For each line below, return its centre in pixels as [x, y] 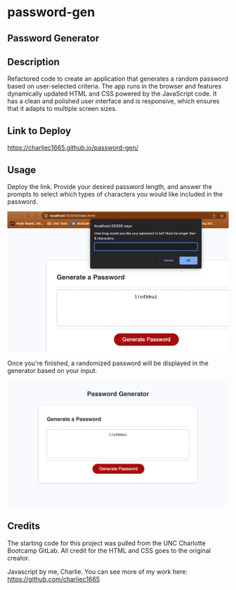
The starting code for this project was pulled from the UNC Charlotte [106, 543]
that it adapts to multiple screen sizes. [62, 109]
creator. [19, 558]
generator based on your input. [52, 371]
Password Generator [53, 38]
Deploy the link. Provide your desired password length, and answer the [110, 187]
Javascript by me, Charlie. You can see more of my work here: [98, 571]
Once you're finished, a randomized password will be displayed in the [108, 363]
